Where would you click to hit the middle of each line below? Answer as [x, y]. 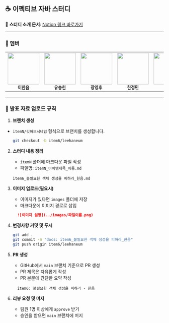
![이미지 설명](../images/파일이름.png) [55, 215]
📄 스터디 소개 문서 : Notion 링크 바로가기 [44, 24]
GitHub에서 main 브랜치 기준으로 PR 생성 [60, 265]
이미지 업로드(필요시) [33, 188]
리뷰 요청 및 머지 [28, 298]
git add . [23, 235]
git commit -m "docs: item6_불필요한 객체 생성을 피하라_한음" [73, 240]
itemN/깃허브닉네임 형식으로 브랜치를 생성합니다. [58, 131]
